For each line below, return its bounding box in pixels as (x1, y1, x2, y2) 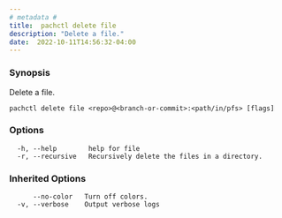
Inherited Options (9, 172, 87, 184)
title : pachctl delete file (9, 21, 117, 30)
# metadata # (9, 12, 57, 22)
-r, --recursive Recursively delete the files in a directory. (17, 152, 263, 161)
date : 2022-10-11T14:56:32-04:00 (9, 37, 137, 47)
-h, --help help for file (17, 144, 141, 153)
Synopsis (9, 67, 50, 79)
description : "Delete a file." (9, 29, 125, 38)
